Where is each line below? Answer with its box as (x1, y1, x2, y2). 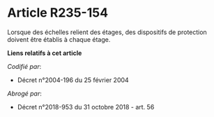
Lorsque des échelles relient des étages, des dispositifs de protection (7, 28, 207, 36)
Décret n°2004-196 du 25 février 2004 (17, 75, 129, 84)
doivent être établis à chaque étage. (7, 35, 111, 43)
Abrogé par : (7, 89, 42, 97)
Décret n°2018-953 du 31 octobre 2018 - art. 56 (17, 102, 155, 111)
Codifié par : (7, 62, 42, 70)
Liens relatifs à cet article (7, 49, 82, 57)
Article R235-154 (7, 5, 109, 21)
